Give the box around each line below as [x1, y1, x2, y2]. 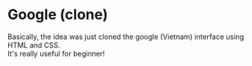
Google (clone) [7, 6, 108, 24]
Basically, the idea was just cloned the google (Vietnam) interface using [7, 32, 245, 41]
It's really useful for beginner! [7, 49, 105, 58]
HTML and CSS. [7, 40, 61, 49]
